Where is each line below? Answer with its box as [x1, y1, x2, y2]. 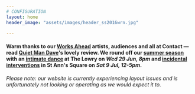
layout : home [6, 14, 38, 20]
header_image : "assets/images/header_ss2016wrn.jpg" [6, 19, 139, 25]
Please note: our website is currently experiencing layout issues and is [6, 75, 178, 82]
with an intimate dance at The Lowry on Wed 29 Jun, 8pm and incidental [6, 55, 187, 62]
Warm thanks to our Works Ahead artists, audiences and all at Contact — [6, 42, 189, 50]
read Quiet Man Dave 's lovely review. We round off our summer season [6, 49, 184, 56]
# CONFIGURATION [6, 8, 46, 15]
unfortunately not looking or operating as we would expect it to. [6, 80, 161, 88]
